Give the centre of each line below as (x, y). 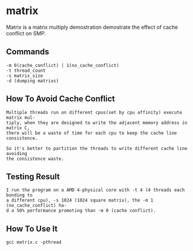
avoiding (17, 153)
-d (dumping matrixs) (33, 81)
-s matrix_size (25, 76)
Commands (28, 52)
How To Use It (32, 228)
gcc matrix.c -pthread (34, 242)
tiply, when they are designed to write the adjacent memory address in (97, 123)
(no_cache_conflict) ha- (36, 206)
